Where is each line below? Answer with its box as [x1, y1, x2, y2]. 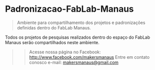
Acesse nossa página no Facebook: [29, 49, 101, 55]
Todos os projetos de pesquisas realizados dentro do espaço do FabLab [5, 34, 150, 40]
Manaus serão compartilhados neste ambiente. [5, 39, 100, 45]
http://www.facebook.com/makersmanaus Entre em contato [29, 54, 150, 60]
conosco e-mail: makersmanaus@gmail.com [29, 59, 118, 65]
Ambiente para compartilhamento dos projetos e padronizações [17, 20, 145, 25]
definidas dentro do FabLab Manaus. [17, 24, 91, 30]
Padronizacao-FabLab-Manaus [5, 3, 134, 15]
